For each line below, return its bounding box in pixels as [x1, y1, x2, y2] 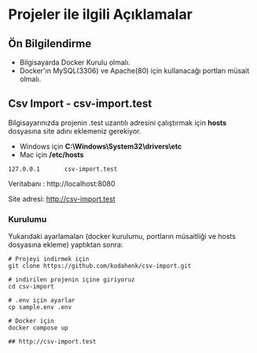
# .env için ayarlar [8, 296, 76, 304]
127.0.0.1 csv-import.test [8, 165, 118, 173]
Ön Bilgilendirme [8, 37, 92, 50]
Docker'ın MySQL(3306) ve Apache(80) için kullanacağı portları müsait [19, 66, 250, 75]
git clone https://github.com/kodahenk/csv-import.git [8, 262, 192, 270]
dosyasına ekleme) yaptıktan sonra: [8, 240, 123, 249]
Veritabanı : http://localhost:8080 [8, 178, 116, 188]
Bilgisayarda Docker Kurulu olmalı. [19, 57, 131, 67]
